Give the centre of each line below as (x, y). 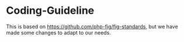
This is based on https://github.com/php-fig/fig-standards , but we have (92, 26)
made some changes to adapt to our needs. (58, 32)
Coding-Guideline (50, 11)
